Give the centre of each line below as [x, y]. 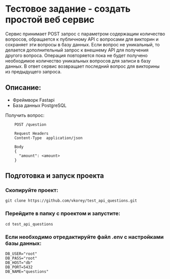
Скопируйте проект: [32, 190]
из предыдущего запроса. [33, 71]
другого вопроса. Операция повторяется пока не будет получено [77, 55]
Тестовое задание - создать [68, 9]
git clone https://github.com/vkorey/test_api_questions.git [71, 201]
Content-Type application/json [48, 138]
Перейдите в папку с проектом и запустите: [63, 213]
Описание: [23, 88]
